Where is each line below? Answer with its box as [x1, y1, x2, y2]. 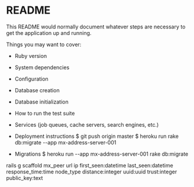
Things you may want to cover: [6, 41, 82, 48]
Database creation [14, 86, 60, 93]
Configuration [14, 75, 48, 82]
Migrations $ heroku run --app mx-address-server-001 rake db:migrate [14, 150, 189, 157]
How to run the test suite [14, 109, 75, 117]
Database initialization [14, 98, 69, 105]
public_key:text [6, 174, 43, 181]
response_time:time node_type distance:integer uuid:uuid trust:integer [6, 168, 177, 175]
